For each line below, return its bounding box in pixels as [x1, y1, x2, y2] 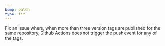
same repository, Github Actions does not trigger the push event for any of [5, 30, 157, 36]
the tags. [5, 35, 23, 41]
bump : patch [5, 7, 30, 12]
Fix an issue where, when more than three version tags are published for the [5, 25, 161, 31]
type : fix [5, 12, 26, 16]
